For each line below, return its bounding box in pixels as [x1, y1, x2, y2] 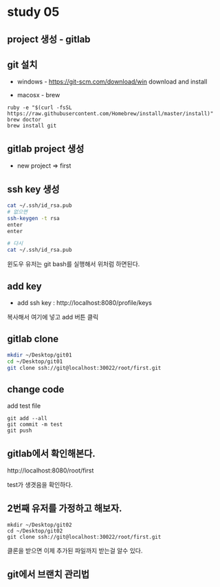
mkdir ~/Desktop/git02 [7, 521, 72, 528]
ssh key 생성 [7, 183, 60, 195]
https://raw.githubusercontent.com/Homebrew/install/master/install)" [7, 110, 214, 117]
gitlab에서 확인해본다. [7, 448, 96, 459]
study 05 [7, 4, 60, 20]
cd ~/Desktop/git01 [7, 358, 63, 365]
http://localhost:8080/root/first [7, 466, 94, 475]
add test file [7, 401, 41, 410]
